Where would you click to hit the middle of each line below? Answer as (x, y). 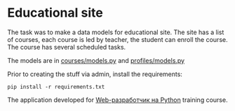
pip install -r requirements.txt (56, 87)
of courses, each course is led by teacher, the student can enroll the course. (117, 39)
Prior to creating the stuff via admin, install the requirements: (95, 74)
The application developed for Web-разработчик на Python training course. (117, 100)
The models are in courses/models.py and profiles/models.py (96, 60)
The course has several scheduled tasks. (67, 47)
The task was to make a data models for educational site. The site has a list (116, 32)
